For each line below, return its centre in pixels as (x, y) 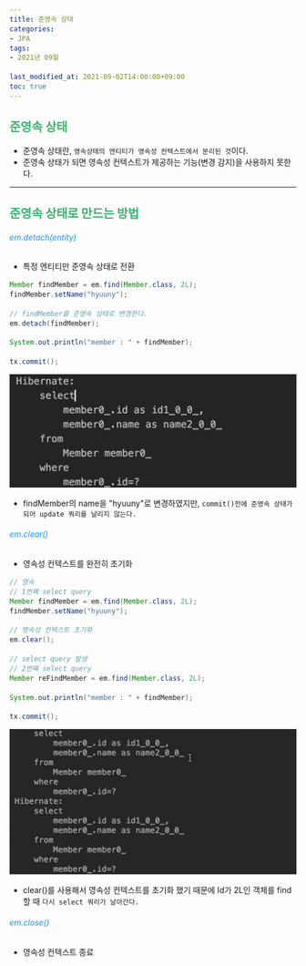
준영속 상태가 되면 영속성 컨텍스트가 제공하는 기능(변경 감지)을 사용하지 (148, 162)
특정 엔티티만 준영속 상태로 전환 (78, 267)
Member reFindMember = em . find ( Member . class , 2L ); (107, 678)
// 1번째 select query (51, 591)
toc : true (28, 87)
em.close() (30, 923)
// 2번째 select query (51, 668)
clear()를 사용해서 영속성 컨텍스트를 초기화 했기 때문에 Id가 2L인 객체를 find (157, 889)
